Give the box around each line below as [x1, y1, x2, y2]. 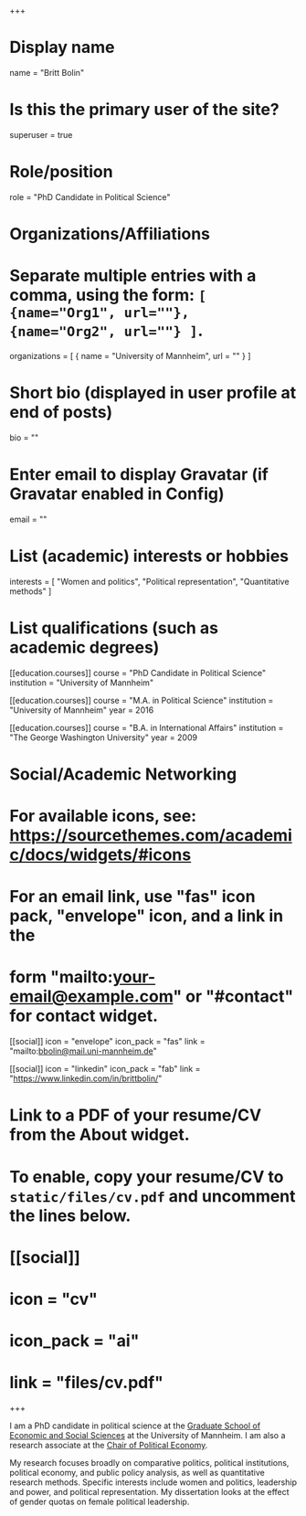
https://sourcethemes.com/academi [9, 825, 292, 846]
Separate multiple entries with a [9, 266, 257, 286]
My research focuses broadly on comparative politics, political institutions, [9, 1458, 290, 1468]
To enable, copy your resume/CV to [9, 1166, 284, 1187]
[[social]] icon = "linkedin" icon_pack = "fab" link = [9, 1064, 201, 1075]
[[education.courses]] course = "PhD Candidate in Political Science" [9, 667, 267, 678]
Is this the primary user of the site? [9, 100, 280, 120]
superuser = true [9, 129, 73, 140]
